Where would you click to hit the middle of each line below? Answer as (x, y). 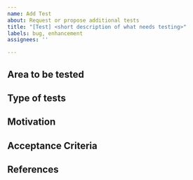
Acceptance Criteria (52, 145)
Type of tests (37, 98)
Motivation (32, 122)
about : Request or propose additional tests (73, 20)
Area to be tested (46, 74)
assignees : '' (28, 40)
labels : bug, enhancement (45, 33)
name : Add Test (29, 14)
